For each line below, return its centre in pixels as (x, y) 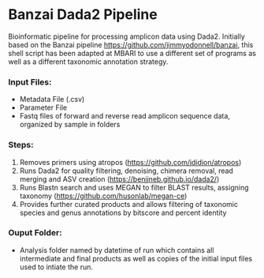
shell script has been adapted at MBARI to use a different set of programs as (132, 53)
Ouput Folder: (35, 233)
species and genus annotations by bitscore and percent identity (123, 212)
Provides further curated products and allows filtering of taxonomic (129, 204)
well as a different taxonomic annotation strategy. (88, 62)
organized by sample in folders (70, 125)
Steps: (21, 145)
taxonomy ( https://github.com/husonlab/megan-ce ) (103, 196)
